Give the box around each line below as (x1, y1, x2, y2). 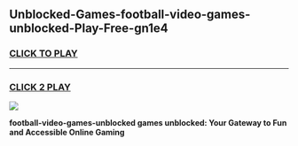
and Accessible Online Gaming (9, 127, 125, 137)
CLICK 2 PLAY (9, 81, 71, 93)
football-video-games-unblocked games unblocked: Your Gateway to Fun (9, 117, 287, 127)
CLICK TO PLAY (9, 48, 78, 60)
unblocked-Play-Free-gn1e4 (9, 21, 169, 36)
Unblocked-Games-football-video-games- (9, 7, 251, 22)
